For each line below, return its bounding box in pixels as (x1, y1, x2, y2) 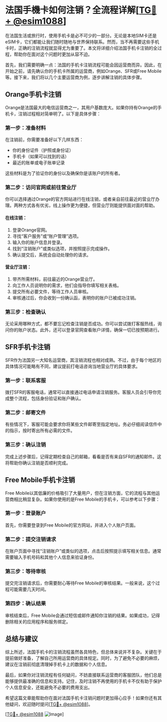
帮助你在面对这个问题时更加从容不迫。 (13, 51, 92, 57)
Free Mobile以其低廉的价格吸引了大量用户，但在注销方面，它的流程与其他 (5, 490, 156, 496)
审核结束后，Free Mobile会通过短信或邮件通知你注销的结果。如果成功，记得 (5, 612, 160, 618)
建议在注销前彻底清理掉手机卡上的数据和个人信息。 (5, 661, 110, 667)
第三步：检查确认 (5, 308, 46, 315)
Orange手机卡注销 (5, 90, 62, 99)
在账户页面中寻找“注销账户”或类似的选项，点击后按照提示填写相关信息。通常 (5, 548, 162, 554)
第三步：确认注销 (5, 441, 46, 448)
